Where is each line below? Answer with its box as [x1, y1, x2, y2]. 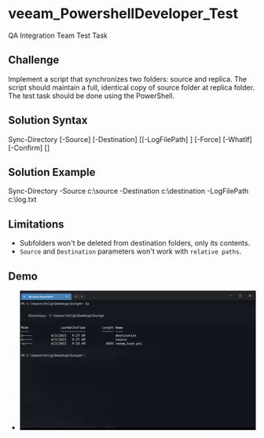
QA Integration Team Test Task [8, 31, 108, 40]
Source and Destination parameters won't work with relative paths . [19, 246, 242, 256]
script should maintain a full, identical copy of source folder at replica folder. [8, 82, 255, 92]
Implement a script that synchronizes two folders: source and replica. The [8, 74, 247, 83]
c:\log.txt [8, 195, 37, 204]
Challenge [8, 53, 60, 67]
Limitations [8, 217, 64, 231]
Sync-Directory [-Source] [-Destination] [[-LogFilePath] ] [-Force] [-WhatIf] [8, 134, 253, 144]
